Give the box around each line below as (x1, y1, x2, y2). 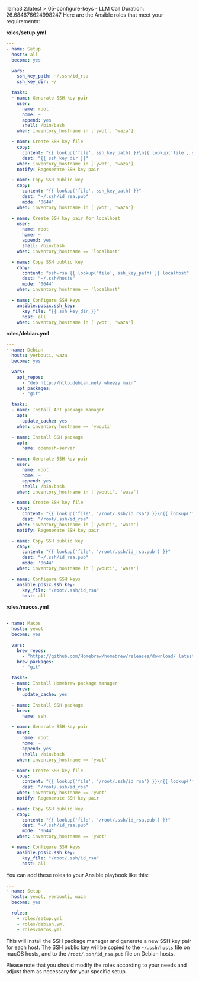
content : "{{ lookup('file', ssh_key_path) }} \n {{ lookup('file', (21, 149, 190, 156)
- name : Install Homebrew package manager (11, 680, 118, 686)
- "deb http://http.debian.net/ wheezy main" (21, 379, 136, 386)
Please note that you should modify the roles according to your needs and (6, 961, 187, 969)
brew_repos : (17, 647, 46, 654)
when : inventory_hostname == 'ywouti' (17, 423, 113, 429)
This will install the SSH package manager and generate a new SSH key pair (6, 937, 191, 944)
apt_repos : (17, 374, 44, 380)
